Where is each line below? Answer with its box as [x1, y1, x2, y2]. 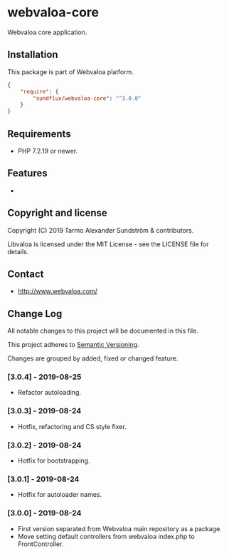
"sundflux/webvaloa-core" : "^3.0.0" [33, 94, 142, 102]
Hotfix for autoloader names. [17, 490, 102, 499]
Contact [7, 268, 44, 280]
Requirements [7, 128, 71, 140]
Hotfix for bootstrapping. [17, 456, 90, 465]
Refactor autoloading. [17, 388, 82, 397]
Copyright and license [7, 207, 108, 219]
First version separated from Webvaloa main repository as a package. [17, 524, 222, 533]
